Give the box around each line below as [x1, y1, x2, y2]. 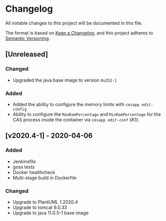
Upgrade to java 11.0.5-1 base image [12, 210, 89, 216]
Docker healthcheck [12, 169, 56, 175]
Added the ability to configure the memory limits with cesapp [12, 101, 139, 107]
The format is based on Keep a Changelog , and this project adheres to [5, 30, 153, 36]
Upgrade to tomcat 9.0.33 [12, 204, 67, 210]
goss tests [12, 164, 35, 170]
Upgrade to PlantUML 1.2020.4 [12, 199, 78, 205]
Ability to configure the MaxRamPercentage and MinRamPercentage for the [12, 111, 161, 117]
